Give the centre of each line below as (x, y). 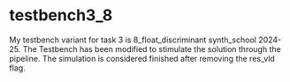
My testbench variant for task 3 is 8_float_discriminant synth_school (133, 40)
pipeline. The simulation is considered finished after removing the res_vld (142, 58)
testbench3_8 (61, 15)
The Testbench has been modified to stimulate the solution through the (152, 48)
